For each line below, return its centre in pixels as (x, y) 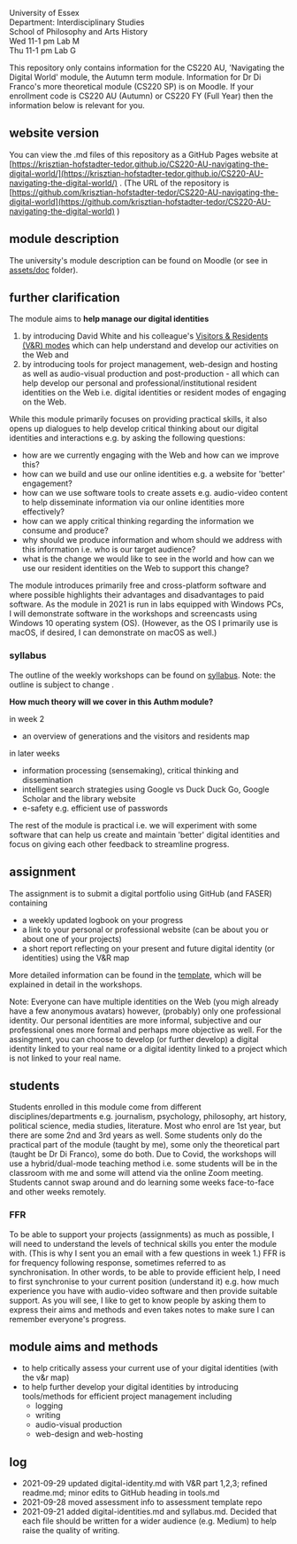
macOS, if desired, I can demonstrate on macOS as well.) (113, 632)
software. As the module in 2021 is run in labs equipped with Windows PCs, (147, 604)
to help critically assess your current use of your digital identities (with (150, 1368)
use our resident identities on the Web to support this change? (135, 568)
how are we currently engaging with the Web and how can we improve (151, 455)
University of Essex (44, 13)
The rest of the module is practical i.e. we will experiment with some (133, 825)
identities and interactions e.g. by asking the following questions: (127, 438)
